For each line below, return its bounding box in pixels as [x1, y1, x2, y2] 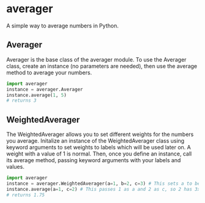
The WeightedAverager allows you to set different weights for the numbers [6, 130, 194, 138]
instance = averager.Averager [6, 86, 84, 93]
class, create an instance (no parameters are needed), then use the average [6, 62, 198, 69]
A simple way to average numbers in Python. [6, 22, 119, 29]
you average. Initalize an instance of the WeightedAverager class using [6, 137, 185, 144]
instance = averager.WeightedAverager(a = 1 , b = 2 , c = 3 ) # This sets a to [6, 180, 192, 187]
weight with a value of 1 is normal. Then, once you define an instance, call [6, 150, 192, 157]
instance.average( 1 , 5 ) [6, 92, 67, 98]
